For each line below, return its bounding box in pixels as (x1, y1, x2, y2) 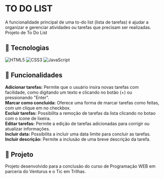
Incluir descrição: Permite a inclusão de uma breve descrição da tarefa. (5, 136, 151, 142)
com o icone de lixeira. (5, 115, 51, 121)
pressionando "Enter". (5, 94, 50, 101)
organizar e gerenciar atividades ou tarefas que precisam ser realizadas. (5, 24, 151, 30)
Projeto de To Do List (5, 29, 47, 35)
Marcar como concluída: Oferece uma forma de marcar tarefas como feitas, (5, 100, 160, 105)
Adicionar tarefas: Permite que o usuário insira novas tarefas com (5, 84, 139, 90)
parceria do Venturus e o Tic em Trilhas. (5, 169, 86, 175)
